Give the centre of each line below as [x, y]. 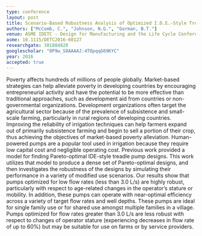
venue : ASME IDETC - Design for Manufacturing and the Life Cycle [91, 34]
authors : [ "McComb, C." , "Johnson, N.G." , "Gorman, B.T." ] [82, 29]
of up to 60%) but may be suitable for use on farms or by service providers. [100, 226]
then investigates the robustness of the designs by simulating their [89, 169]
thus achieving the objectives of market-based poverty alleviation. [88, 137]
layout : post [23, 17]
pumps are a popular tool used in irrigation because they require [109, 143]
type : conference [28, 12]
